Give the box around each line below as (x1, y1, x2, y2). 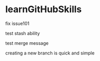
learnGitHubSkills (5, 4, 82, 15)
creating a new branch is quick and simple (5, 50, 95, 56)
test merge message (5, 40, 49, 46)
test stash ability (5, 30, 40, 36)
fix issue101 (5, 20, 30, 26)
